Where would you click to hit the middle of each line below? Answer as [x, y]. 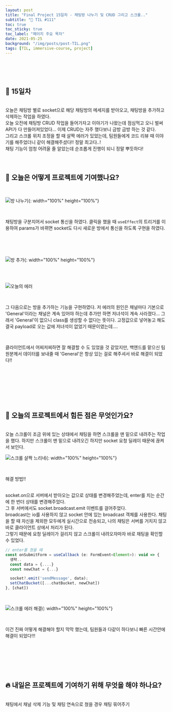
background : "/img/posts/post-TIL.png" [48, 44]
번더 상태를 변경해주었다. [41, 502]
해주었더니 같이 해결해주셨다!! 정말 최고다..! [58, 143]
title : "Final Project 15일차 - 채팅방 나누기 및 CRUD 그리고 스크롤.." [77, 15]
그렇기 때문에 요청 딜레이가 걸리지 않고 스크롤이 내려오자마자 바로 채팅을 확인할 [84, 534]
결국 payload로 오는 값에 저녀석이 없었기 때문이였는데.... [62, 327]
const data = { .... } [32, 564]
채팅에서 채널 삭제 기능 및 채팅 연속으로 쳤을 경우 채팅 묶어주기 [68, 704]
